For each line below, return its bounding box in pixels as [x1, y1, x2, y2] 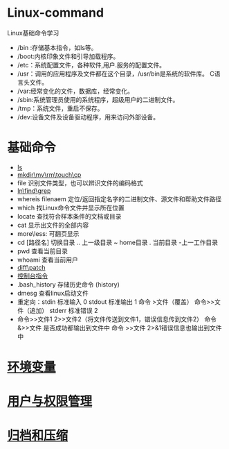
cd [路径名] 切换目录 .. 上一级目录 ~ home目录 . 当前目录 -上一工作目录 [17, 238, 218, 246]
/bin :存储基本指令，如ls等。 [17, 43, 98, 51]
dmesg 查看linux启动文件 [17, 289, 89, 297]
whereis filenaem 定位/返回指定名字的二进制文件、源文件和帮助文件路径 [17, 194, 222, 203]
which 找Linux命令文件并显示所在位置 [17, 203, 125, 212]
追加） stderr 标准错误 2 [29, 306, 98, 314]
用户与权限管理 [7, 393, 93, 409]
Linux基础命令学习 [7, 28, 59, 37]
